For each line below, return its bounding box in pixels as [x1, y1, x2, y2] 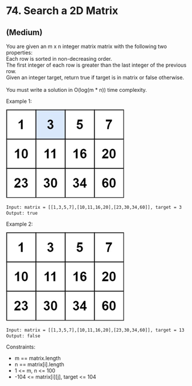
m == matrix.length [14, 355, 61, 361]
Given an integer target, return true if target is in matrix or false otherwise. [6, 74, 184, 81]
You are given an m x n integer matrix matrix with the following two [6, 43, 167, 50]
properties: [6, 49, 33, 56]
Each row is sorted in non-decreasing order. [6, 56, 112, 62]
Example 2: [6, 220, 33, 228]
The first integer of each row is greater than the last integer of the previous [6, 61, 187, 68]
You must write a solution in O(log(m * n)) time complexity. [6, 87, 148, 93]
